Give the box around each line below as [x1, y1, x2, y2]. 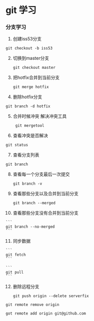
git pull [5, 270, 24, 275]
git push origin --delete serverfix [12, 294, 89, 299]
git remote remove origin [5, 303, 59, 308]
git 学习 [5, 4, 37, 16]
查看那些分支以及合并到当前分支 [12, 191, 79, 197]
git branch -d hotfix [5, 104, 51, 109]
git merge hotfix [12, 84, 49, 90]
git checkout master [12, 65, 56, 70]
